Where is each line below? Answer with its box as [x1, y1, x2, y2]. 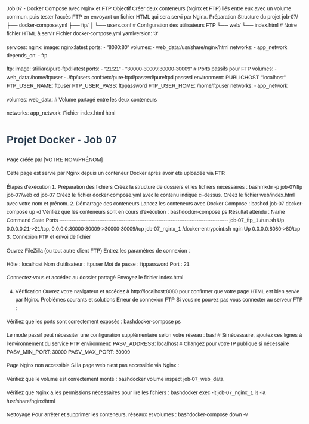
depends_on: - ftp [7, 52, 48, 59]
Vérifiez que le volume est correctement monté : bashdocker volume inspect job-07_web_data [7, 376, 224, 382]
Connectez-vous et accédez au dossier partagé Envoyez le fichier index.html [7, 274, 184, 281]
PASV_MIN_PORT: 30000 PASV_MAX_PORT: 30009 [7, 349, 131, 355]
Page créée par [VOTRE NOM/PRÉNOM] [7, 156, 103, 163]
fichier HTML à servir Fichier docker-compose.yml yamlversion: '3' [7, 30, 159, 37]
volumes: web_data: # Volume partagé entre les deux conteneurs [7, 96, 157, 103]
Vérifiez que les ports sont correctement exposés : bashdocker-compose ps [7, 318, 181, 325]
